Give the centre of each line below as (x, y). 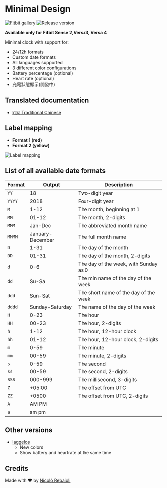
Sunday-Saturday (51, 307)
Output (51, 185)
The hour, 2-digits (99, 323)
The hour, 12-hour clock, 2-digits (118, 340)
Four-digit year (96, 201)
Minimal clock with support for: (37, 42)
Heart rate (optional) (33, 78)
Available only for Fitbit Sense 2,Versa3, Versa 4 (56, 32)
